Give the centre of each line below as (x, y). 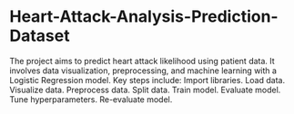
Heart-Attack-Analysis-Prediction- (144, 17)
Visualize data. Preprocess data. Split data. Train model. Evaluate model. (145, 90)
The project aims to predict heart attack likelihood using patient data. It (142, 61)
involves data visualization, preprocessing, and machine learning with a (143, 71)
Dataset (40, 36)
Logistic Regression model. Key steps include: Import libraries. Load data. (147, 80)
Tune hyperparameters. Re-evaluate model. (91, 99)
